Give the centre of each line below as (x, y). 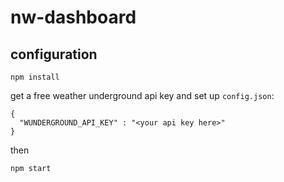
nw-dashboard (73, 17)
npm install (35, 77)
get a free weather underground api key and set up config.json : (142, 95)
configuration (54, 54)
